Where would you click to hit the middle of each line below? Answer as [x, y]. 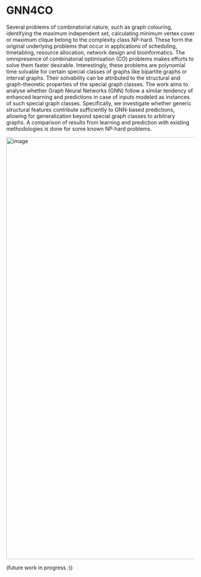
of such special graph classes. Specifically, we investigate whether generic [99, 103]
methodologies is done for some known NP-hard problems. [79, 129]
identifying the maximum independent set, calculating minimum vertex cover [100, 33]
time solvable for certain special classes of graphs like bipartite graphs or [97, 71]
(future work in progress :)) [39, 567]
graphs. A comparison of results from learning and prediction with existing [98, 122]
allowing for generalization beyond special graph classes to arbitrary [91, 116]
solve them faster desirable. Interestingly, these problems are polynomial [96, 65]
